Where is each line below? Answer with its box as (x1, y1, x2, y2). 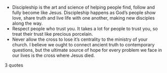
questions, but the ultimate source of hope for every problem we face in (12, 47, 162, 53)
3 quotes (5, 62, 23, 68)
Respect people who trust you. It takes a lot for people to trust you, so (12, 26, 158, 32)
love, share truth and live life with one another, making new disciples (12, 15, 155, 21)
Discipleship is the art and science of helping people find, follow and (12, 5, 155, 10)
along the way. (12, 20, 43, 26)
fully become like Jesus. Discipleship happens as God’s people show (12, 10, 156, 16)
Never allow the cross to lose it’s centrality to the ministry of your (12, 36, 148, 42)
